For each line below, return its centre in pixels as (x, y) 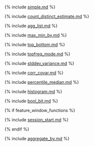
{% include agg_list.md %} (31, 26)
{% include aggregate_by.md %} (37, 138)
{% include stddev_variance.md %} (39, 63)
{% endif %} (17, 129)
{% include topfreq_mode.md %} (38, 54)
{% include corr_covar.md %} (34, 73)
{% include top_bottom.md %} (35, 45)
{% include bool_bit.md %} (31, 101)
